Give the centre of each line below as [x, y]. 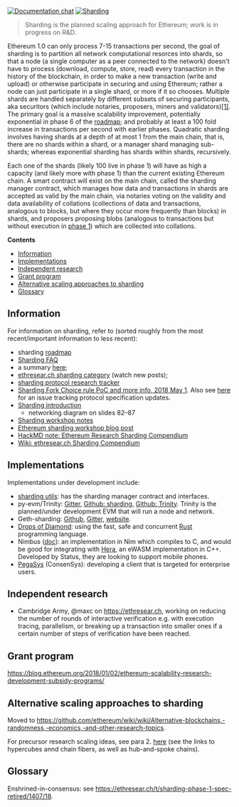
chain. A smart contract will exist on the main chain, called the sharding [112, 181]
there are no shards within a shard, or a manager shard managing [103, 144]
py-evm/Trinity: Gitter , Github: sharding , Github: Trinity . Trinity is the [117, 503]
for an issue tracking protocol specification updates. [94, 397]
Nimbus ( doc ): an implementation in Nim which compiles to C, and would [124, 541]
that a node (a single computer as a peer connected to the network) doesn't [118, 61]
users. [27, 572]
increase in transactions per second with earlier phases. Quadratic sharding [118, 129]
